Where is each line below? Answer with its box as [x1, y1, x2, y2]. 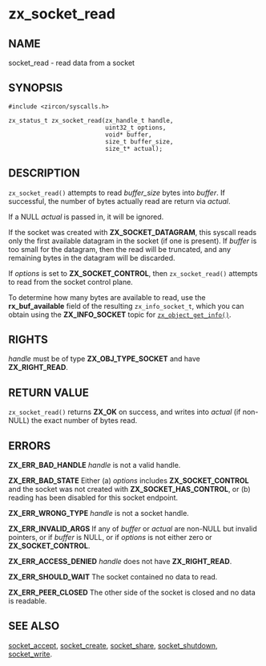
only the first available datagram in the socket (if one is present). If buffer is [8, 236, 257, 246]
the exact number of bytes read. [30, 416, 138, 425]
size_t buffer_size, [105, 137, 174, 145]
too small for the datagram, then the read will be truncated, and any [8, 244, 231, 254]
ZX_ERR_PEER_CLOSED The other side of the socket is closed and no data [8, 587, 256, 598]
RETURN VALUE [8, 386, 90, 400]
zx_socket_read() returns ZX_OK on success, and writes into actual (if [8, 407, 241, 417]
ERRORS [8, 439, 51, 453]
